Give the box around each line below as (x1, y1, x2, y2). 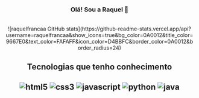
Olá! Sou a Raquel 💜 (70, 5, 129, 14)
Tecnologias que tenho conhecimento (27, 62, 172, 72)
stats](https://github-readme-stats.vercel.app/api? (66, 25, 192, 32)
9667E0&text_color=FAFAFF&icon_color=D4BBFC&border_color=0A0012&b (5, 38, 194, 45)
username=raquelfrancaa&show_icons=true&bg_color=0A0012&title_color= (5, 32, 194, 39)
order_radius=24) (77, 44, 122, 51)
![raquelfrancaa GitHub (7, 25, 65, 32)
